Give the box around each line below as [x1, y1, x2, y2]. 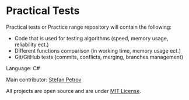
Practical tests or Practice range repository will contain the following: [6, 23, 172, 30]
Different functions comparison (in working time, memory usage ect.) [14, 47, 181, 54]
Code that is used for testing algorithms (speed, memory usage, [14, 35, 169, 42]
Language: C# [6, 64, 40, 71]
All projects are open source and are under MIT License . [6, 87, 142, 94]
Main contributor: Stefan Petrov [6, 76, 82, 83]
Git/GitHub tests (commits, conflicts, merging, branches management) [14, 53, 184, 60]
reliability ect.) [14, 41, 49, 48]
